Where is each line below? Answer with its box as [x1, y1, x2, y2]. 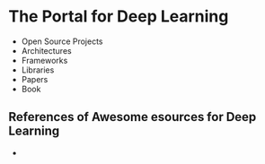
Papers [21, 73, 49, 84]
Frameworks [21, 55, 68, 65]
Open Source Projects [21, 36, 103, 47]
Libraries [21, 65, 55, 75]
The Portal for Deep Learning [8, 6, 229, 27]
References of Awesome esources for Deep [8, 109, 257, 125]
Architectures [21, 45, 73, 56]
